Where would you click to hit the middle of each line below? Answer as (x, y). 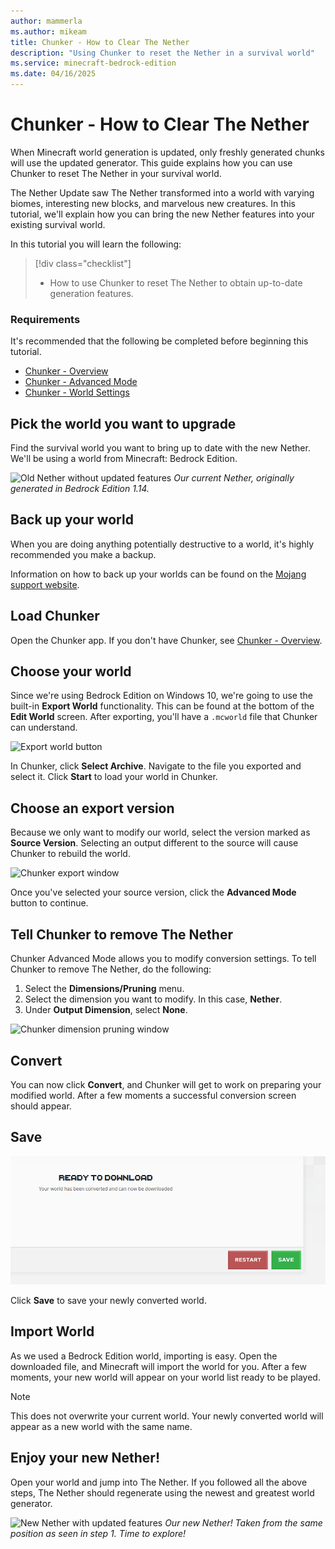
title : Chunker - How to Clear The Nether (100, 42)
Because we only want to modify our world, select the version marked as (160, 832)
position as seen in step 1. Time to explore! (98, 1533)
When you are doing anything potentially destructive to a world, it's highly (162, 544)
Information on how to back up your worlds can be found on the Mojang (158, 574)
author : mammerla (46, 21)
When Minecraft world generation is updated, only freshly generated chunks (167, 152)
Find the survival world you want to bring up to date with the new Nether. (160, 448)
